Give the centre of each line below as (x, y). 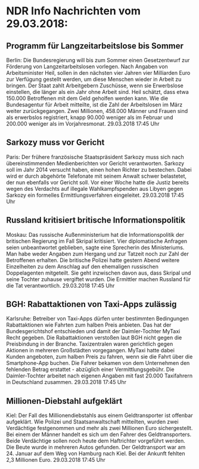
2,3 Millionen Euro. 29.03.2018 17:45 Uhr (56, 460)
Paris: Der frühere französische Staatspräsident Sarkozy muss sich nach (95, 157)
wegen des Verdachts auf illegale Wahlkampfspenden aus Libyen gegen (95, 188)
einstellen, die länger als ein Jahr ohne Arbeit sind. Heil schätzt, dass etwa (97, 92)
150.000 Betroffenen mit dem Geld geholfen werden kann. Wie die (87, 98)
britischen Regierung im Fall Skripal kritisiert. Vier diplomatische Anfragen (97, 241)
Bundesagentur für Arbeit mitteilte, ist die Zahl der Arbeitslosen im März (94, 105)
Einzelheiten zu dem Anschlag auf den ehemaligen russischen (83, 266)
